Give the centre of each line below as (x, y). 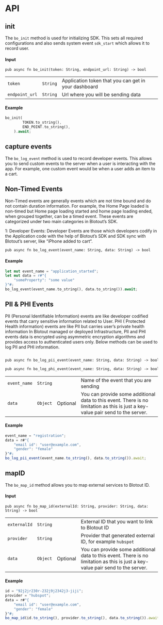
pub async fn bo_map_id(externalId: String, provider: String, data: (77, 507)
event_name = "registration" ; (36, 436)
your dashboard (80, 87)
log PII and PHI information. (32, 347)
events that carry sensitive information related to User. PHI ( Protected (75, 321)
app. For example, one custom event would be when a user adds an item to (80, 168)
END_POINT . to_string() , (46, 127)
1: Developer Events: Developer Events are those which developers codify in (81, 230)
